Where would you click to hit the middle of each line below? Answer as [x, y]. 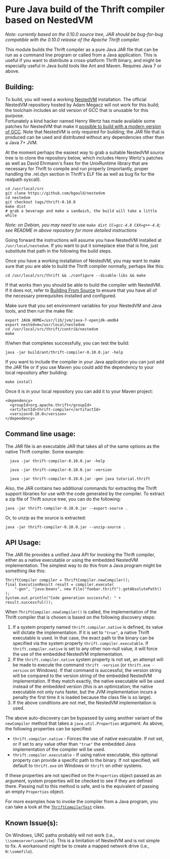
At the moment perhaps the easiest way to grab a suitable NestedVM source [85, 152]
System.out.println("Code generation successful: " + [63, 598]
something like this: [26, 571]
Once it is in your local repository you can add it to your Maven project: [79, 391]
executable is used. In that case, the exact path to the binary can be [83, 638]
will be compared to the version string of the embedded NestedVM [82, 676]
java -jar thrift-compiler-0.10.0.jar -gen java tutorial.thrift [80, 479]
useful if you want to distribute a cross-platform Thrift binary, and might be [83, 60]
